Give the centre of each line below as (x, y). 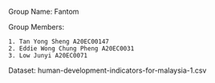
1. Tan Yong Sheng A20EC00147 (59, 41)
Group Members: (37, 27)
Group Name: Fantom (44, 12)
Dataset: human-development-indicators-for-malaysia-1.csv (107, 70)
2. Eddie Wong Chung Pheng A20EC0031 (71, 49)
